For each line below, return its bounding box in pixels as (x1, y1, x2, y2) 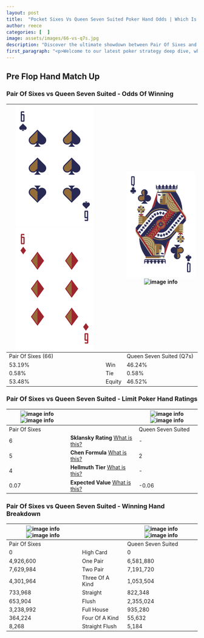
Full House (81, 606, 109, 613)
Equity (105, 378, 122, 385)
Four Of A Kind (81, 614, 119, 622)
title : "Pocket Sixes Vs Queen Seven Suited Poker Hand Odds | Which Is (6, 16, 197, 22)
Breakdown (6, 510, 41, 518)
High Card (81, 549, 107, 556)
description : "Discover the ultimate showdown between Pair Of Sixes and (6, 42, 197, 48)
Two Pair (81, 565, 104, 573)
